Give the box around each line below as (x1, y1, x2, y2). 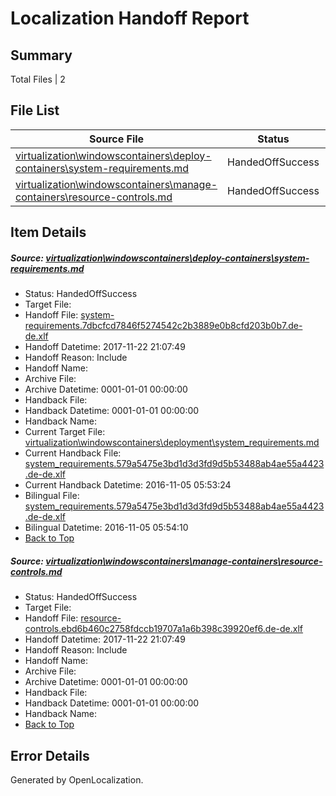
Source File (88, 132, 145, 146)
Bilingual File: (24, 490, 80, 502)
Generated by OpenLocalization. (10, 773, 144, 786)
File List (10, 102, 60, 119)
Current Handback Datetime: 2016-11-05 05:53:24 (24, 479, 232, 491)
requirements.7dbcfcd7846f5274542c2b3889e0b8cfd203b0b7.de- (24, 320, 303, 332)
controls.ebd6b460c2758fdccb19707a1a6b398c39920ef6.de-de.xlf (24, 623, 304, 635)
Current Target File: (24, 426, 106, 438)
